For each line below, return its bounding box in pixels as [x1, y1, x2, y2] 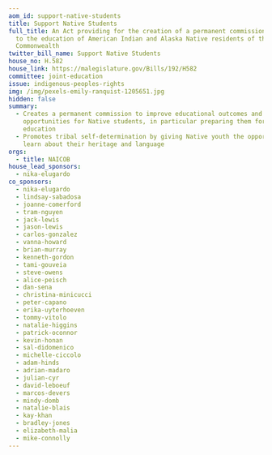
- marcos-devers [15, 388, 70, 397]
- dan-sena [15, 283, 53, 292]
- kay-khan [15, 411, 53, 420]
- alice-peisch [15, 276, 67, 284]
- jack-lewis [15, 216, 60, 224]
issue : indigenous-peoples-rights [8, 79, 125, 88]
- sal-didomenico [15, 344, 74, 352]
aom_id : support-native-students [8, 11, 121, 20]
